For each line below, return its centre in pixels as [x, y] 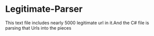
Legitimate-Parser [44, 9]
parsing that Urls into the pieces [38, 28]
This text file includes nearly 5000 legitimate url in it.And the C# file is [77, 23]
